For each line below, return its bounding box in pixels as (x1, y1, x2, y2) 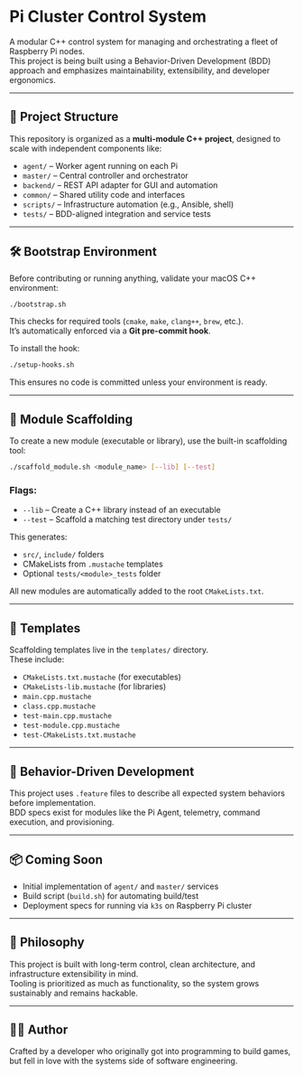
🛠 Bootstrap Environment (9, 244, 158, 259)
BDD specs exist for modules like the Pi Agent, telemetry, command (9, 807, 261, 818)
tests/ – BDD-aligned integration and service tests (22, 208, 212, 219)
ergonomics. (9, 74, 56, 85)
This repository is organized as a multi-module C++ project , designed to (9, 133, 281, 144)
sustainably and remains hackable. (9, 987, 138, 998)
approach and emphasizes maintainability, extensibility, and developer (9, 65, 271, 76)
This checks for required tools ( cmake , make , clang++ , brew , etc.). (9, 316, 243, 327)
